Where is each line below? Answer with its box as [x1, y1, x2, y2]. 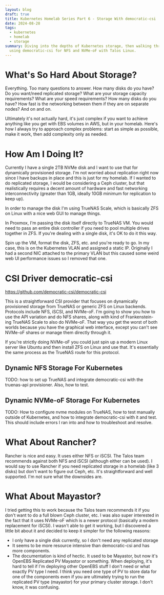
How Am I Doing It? [5, 148, 84, 160]
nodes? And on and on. [5, 106, 52, 112]
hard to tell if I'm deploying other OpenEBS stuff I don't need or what [12, 563, 150, 569]
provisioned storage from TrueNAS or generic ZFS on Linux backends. [5, 304, 146, 309]
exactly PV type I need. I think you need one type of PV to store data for [12, 569, 157, 574]
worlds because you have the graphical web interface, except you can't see [5, 324, 158, 331]
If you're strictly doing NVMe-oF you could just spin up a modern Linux [5, 339, 148, 345]
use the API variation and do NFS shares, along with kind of [5, 314, 124, 320]
